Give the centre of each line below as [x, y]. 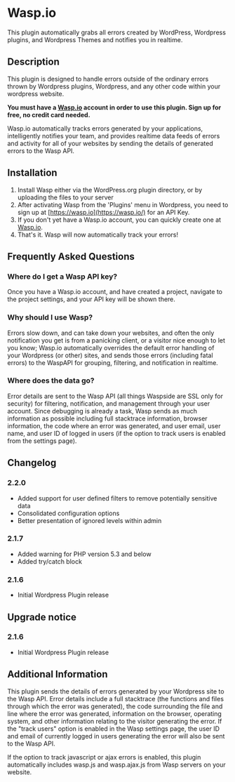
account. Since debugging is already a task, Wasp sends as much [102, 411]
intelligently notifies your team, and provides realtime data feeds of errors [114, 135]
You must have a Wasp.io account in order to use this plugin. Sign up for [114, 107]
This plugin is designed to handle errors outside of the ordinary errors [108, 79]
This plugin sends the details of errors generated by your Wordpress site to [116, 691]
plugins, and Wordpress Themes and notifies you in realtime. [95, 39]
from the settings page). [42, 441]
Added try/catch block [50, 561]
